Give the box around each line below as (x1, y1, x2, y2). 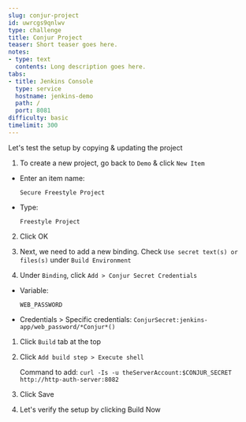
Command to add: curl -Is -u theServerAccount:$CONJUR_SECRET (19, 367, 233, 376)
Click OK (19, 231, 49, 241)
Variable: (19, 285, 49, 295)
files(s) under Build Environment (19, 255, 132, 265)
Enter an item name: (19, 173, 85, 183)
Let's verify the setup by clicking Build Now (19, 405, 162, 414)
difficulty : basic (8, 114, 69, 122)
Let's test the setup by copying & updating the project (8, 143, 183, 152)
